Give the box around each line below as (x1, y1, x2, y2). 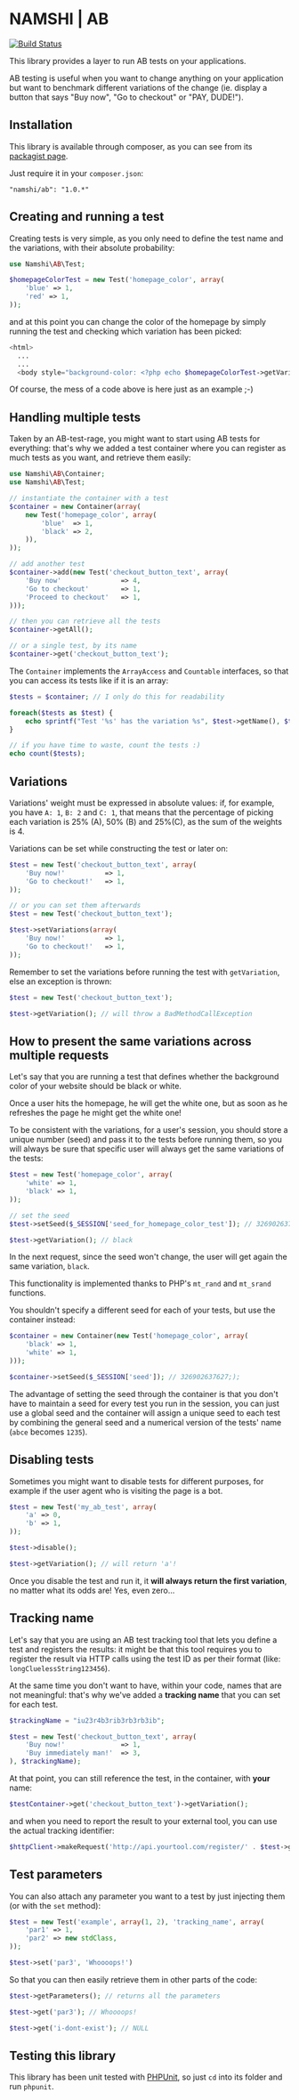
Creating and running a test (9, 209, 165, 224)
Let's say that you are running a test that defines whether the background (9, 1071, 279, 1082)
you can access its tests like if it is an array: (9, 674, 169, 685)
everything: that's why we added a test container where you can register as (9, 443, 287, 454)
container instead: (9, 1314, 76, 1325)
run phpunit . (9, 2081, 54, 2092)
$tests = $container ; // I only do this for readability (9, 692, 225, 701)
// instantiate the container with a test (9, 494, 169, 503)
